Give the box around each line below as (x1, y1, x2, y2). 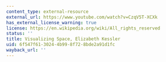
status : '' (6, 31, 33, 37)
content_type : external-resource (6, 8, 89, 15)
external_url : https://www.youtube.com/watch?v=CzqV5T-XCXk (6, 14, 158, 20)
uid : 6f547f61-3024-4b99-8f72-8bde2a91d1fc (6, 42, 116, 48)
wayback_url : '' (6, 47, 46, 53)
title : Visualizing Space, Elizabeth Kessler (6, 36, 120, 42)
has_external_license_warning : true (6, 19, 97, 25)
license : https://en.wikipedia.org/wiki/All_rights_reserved (6, 25, 161, 31)
